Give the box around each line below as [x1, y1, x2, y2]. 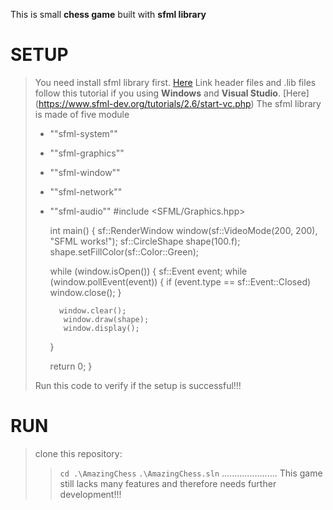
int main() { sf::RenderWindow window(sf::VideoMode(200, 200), [49, 224, 318, 236]
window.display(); [63, 323, 140, 333]
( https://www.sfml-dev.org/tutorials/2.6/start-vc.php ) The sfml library [34, 97, 322, 109]
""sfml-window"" [49, 166, 121, 178]
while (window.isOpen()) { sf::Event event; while [49, 265, 248, 277]
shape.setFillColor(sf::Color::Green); [49, 245, 200, 258]
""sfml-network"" [49, 185, 123, 198]
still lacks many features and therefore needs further [59, 477, 277, 489]
